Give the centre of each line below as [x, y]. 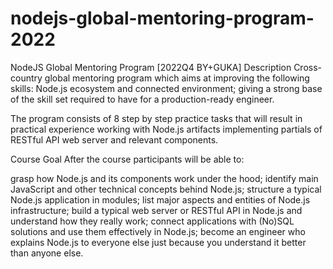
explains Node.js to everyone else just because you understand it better [158, 242]
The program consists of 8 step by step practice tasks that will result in [156, 118]
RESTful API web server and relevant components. [114, 139]
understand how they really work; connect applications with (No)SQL [152, 221]
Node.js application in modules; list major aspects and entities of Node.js [160, 199]
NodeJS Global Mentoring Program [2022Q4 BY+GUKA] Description [151, 67]
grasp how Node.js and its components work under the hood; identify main [164, 178]
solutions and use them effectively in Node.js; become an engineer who [158, 231]
